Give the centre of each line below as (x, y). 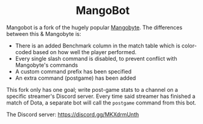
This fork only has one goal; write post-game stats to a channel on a (92, 89)
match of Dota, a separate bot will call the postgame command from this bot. (102, 102)
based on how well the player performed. (85, 52)
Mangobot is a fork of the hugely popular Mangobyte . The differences (94, 27)
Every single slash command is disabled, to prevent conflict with (96, 58)
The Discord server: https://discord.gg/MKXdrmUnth (73, 114)
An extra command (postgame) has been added (76, 78)
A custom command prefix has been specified (73, 71)
